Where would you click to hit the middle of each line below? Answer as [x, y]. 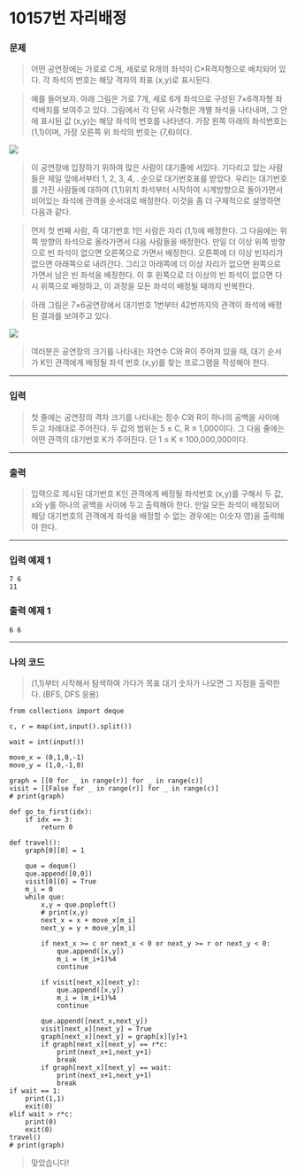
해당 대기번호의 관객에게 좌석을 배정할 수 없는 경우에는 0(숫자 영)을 [145, 516]
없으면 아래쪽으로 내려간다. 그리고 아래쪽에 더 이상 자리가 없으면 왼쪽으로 [156, 264]
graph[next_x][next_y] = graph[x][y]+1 [114, 1036]
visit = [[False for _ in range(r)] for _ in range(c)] [114, 788]
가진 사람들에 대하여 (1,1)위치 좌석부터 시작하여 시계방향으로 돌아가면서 [161, 190]
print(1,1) [45, 1098]
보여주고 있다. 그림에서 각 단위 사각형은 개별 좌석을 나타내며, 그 [170, 110]
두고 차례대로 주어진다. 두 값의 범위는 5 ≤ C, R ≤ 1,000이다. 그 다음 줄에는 [158, 428]
